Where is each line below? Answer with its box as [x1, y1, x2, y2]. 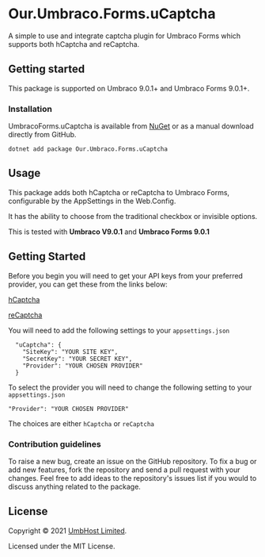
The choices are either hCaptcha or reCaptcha [8, 418, 155, 428]
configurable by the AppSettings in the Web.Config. [8, 196, 176, 206]
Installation [8, 103, 53, 114]
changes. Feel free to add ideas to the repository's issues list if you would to [8, 473, 257, 482]
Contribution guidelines [8, 438, 101, 449]
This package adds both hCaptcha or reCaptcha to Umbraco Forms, [8, 187, 230, 197]
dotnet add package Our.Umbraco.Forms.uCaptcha [8, 145, 168, 153]
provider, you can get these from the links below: [8, 279, 168, 289]
